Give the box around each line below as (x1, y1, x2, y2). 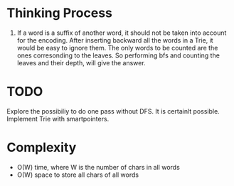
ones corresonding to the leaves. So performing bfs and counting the (16, 51, 220, 60)
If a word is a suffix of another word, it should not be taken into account (16, 28, 227, 37)
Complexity (6, 140, 77, 155)
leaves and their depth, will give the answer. (16, 58, 147, 67)
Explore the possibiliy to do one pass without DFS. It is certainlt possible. (6, 106, 220, 115)
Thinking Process (6, 5, 113, 21)
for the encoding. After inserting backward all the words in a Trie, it (16, 35, 214, 44)
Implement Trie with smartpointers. (6, 114, 110, 123)
